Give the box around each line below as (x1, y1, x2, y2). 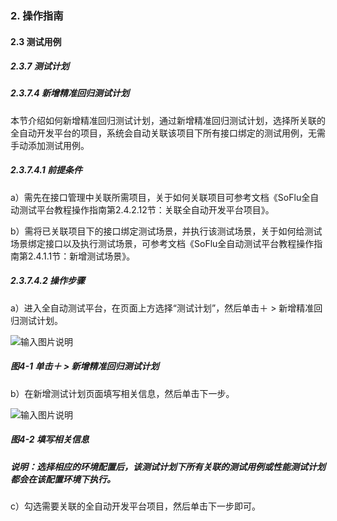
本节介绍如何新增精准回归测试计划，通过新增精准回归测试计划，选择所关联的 (10, 114, 326, 126)
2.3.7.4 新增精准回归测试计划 (10, 87, 130, 99)
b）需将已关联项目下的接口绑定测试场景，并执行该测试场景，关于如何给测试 (10, 225, 323, 237)
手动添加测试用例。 (10, 139, 90, 151)
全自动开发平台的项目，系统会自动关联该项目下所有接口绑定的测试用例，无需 (10, 127, 326, 139)
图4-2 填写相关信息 (10, 433, 90, 446)
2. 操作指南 (10, 8, 64, 22)
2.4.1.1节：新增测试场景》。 (27, 250, 136, 262)
